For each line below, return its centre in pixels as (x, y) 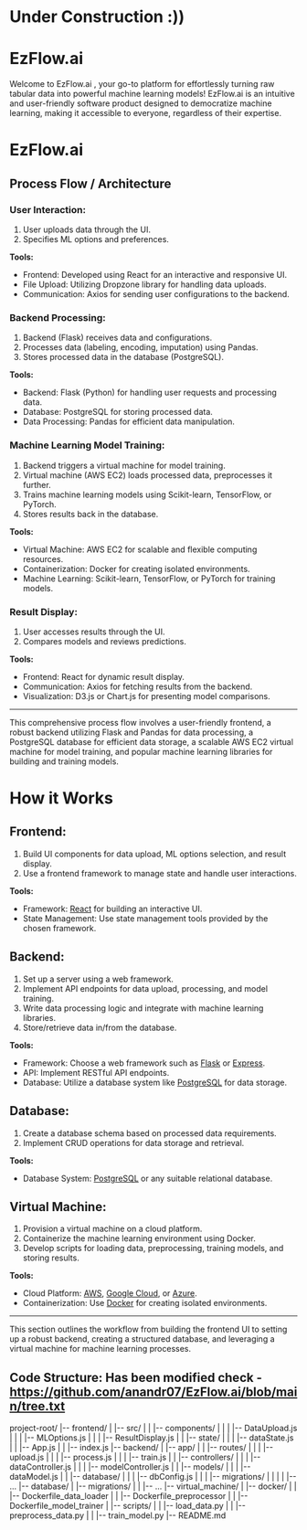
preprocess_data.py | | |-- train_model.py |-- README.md (118, 1515)
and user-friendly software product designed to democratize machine (141, 103)
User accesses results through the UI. (94, 632)
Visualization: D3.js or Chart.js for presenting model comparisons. (147, 696)
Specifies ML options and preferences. (95, 239)
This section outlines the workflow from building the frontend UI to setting (148, 1329)
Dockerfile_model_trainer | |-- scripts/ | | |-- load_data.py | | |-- (128, 1506)
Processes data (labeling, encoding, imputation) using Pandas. (140, 347)
